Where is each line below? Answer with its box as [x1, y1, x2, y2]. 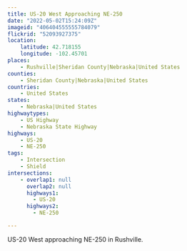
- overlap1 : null [20, 176, 72, 183]
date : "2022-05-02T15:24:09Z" [7, 17, 98, 24]
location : [7, 37, 37, 44]
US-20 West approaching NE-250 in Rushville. [7, 235, 143, 243]
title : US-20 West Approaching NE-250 [7, 10, 123, 18]
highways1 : [26, 190, 59, 197]
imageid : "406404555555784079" [7, 24, 101, 31]
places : [7, 57, 31, 64]
